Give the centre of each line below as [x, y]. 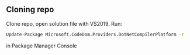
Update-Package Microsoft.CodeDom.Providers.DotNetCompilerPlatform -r [95, 35]
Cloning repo [30, 10]
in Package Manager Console [42, 46]
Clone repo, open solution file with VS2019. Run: [64, 23]
